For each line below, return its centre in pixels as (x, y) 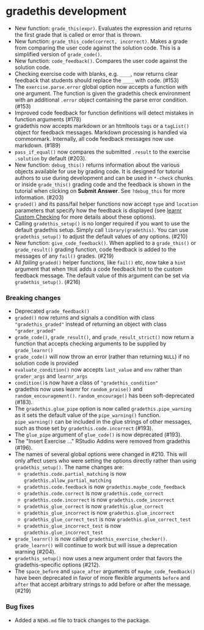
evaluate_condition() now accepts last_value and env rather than (98, 370)
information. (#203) (39, 197)
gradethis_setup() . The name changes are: (69, 467)
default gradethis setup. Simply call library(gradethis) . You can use (101, 230)
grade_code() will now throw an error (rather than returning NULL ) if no (102, 357)
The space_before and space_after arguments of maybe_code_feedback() (105, 571)
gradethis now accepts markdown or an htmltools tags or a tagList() (102, 126)
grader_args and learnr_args (51, 376)
